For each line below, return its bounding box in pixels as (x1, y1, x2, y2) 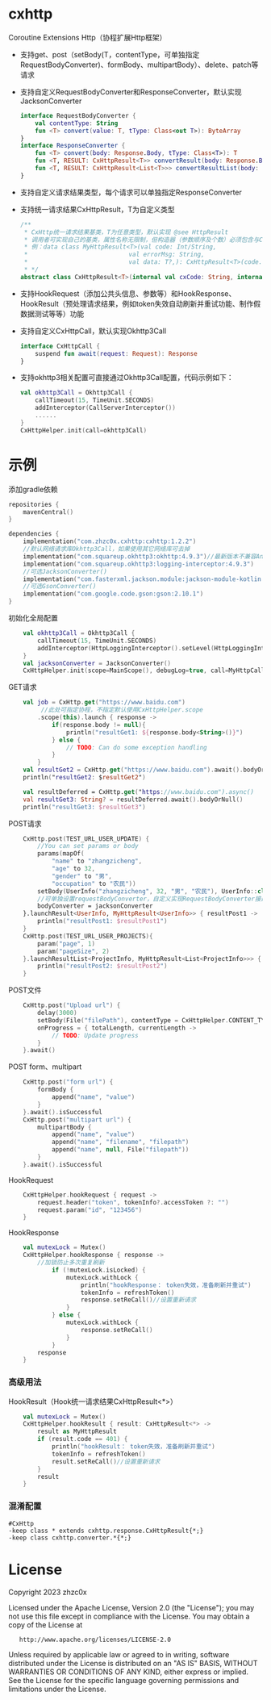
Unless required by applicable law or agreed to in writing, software (8, 1649, 230, 1659)
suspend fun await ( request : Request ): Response (35, 349, 198, 357)
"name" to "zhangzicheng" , (51, 857, 143, 866)
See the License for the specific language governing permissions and (8, 1675, 240, 1685)
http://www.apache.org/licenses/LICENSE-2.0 (19, 1635, 172, 1644)
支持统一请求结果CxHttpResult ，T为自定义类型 (19, 204, 175, 214)
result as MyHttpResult (37, 1427, 117, 1436)
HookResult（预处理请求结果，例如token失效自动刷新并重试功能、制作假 (19, 299, 261, 308)
